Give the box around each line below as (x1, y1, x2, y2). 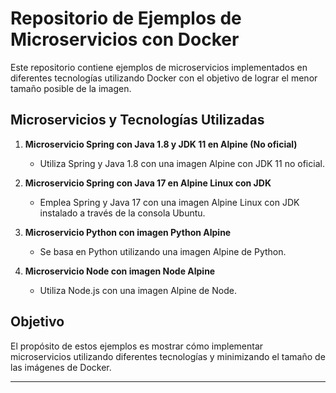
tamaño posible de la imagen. (10, 82, 132, 94)
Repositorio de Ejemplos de (10, 7, 242, 30)
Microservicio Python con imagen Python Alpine (24, 226, 232, 238)
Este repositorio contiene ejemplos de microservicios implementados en (10, 61, 308, 73)
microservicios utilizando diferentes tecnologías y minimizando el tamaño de (10, 350, 326, 362)
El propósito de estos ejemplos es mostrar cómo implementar (10, 340, 264, 352)
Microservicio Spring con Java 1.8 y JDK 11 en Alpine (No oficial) (24, 138, 298, 150)
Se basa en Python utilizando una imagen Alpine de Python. (39, 245, 287, 257)
